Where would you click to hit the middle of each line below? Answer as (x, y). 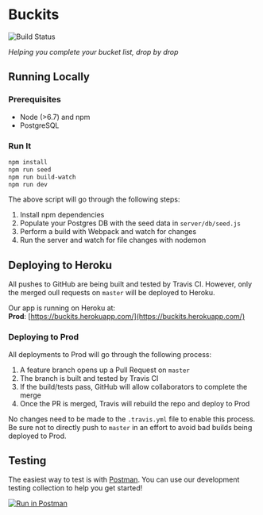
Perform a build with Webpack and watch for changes (108, 232)
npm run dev (28, 184)
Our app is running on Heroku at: (62, 308)
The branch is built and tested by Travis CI (89, 378)
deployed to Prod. (37, 436)
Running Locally (49, 77)
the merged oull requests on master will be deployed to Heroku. (112, 293)
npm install (28, 162)
